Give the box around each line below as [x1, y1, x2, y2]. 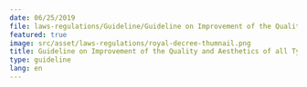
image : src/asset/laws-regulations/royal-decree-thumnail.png [9, 38, 251, 48]
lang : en [9, 64, 43, 73]
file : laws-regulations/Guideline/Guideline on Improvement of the [9, 22, 272, 31]
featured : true [9, 30, 68, 39]
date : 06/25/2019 [9, 13, 76, 23]
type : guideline [9, 55, 71, 64]
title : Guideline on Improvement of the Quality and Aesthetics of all [9, 47, 288, 56]
